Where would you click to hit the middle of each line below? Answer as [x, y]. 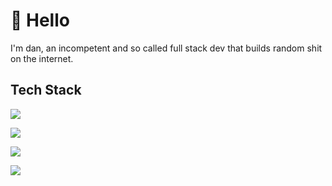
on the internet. [42, 58]
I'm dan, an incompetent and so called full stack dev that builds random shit [166, 48]
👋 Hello [40, 20]
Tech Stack [46, 90]
